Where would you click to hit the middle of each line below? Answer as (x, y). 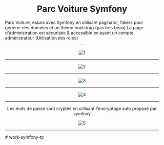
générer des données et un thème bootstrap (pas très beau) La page (74, 27)
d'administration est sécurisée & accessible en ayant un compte (69, 33)
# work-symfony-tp (25, 137)
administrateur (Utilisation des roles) (41, 38)
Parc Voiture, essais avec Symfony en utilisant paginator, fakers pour (74, 22)
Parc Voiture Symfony (82, 9)
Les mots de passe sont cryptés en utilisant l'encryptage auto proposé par (82, 109)
